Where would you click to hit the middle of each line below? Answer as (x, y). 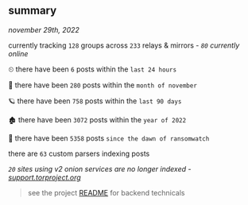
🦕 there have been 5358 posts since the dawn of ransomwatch (109, 138)
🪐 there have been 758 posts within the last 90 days (95, 101)
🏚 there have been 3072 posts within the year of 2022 (97, 119)
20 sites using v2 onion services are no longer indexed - (100, 168)
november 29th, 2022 (44, 29)
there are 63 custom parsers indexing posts (79, 153)
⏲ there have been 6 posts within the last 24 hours (93, 69)
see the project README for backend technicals (106, 192)
